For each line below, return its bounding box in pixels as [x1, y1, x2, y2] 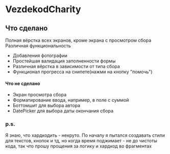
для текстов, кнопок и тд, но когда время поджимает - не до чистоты [5, 137, 157, 143]
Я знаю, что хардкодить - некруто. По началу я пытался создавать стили [5, 132, 165, 138]
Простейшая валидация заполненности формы [12, 58, 116, 64]
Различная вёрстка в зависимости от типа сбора [12, 64, 120, 69]
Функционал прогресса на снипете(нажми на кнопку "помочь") [12, 69, 153, 75]
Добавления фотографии [12, 52, 67, 58]
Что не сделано [5, 80, 40, 86]
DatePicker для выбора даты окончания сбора [12, 108, 114, 114]
